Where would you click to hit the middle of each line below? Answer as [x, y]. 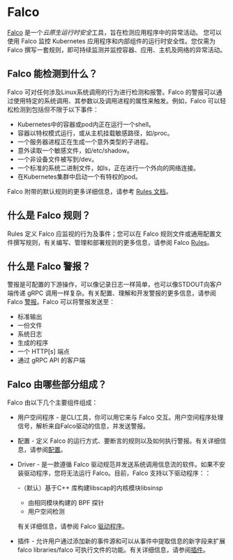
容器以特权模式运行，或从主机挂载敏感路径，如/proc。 [95, 133]
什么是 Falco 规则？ [49, 216]
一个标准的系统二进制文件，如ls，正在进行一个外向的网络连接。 [108, 167]
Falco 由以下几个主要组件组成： [53, 402]
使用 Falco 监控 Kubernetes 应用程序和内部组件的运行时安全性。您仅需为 [112, 41]
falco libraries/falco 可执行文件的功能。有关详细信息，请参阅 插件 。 [113, 550]
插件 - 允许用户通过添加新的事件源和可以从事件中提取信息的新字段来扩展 [121, 541]
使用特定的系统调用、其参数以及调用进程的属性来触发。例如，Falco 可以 [116, 100]
